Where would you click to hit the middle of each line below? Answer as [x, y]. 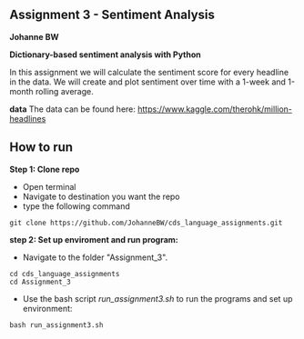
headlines [28, 118]
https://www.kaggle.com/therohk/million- [215, 109]
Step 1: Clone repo [45, 169]
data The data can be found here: [73, 109]
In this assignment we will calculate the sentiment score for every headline [149, 72]
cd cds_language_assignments [65, 274]
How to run [41, 148]
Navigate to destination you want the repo [101, 196]
